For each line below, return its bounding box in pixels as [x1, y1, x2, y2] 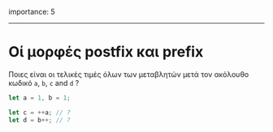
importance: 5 [8, 7, 55, 16]
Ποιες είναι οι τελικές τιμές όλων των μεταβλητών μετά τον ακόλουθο [8, 69, 249, 79]
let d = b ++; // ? [8, 116, 71, 124]
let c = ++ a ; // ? [8, 109, 71, 117]
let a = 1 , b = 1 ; [8, 93, 71, 102]
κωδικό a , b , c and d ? [8, 78, 80, 87]
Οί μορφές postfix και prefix [8, 43, 204, 62]
